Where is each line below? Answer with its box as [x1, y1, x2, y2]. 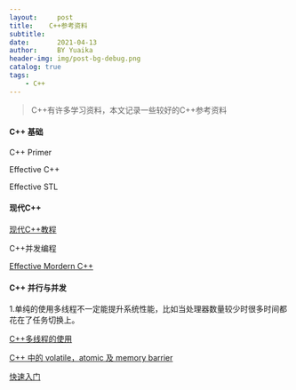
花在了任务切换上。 [9, 314, 80, 325]
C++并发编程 [9, 243, 57, 254]
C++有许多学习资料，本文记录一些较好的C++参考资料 [30, 104, 228, 115]
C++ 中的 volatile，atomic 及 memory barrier [9, 353, 173, 363]
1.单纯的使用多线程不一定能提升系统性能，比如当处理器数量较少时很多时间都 [9, 304, 287, 314]
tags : [9, 71, 29, 80]
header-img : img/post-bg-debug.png [9, 54, 141, 63]
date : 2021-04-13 [9, 37, 98, 47]
